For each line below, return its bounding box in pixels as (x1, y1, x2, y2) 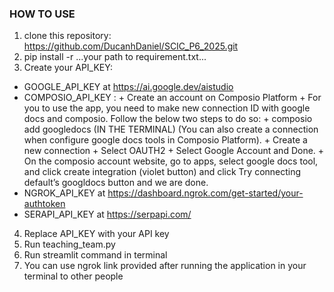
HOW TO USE (9, 7, 76, 21)
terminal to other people (23, 270, 124, 282)
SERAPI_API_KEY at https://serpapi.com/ (23, 208, 192, 221)
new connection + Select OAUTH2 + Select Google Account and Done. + (23, 145, 325, 157)
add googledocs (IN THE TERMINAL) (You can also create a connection (23, 123, 319, 136)
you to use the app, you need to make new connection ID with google (23, 102, 311, 114)
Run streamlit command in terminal (23, 249, 168, 261)
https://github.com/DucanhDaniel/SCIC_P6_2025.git (23, 40, 239, 52)
